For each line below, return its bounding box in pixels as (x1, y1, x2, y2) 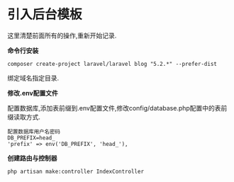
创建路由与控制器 (7, 154, 57, 162)
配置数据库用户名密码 (7, 128, 60, 135)
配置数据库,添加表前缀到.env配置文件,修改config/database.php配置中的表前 (7, 103, 228, 112)
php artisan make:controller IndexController (7, 168, 144, 175)
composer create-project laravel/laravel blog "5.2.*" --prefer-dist (7, 60, 218, 67)
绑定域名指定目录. (7, 74, 60, 82)
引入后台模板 (7, 6, 83, 23)
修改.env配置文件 (7, 89, 58, 97)
